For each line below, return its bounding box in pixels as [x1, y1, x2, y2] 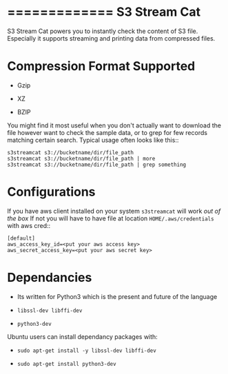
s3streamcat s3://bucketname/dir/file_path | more [7, 155, 156, 162]
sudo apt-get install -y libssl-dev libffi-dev [17, 347, 156, 354]
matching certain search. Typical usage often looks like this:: [7, 136, 179, 144]
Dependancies [7, 270, 92, 285]
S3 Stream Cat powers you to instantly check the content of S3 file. [7, 27, 198, 35]
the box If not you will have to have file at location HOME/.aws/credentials [7, 214, 215, 222]
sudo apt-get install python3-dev [17, 360, 116, 367]
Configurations [7, 184, 96, 200]
